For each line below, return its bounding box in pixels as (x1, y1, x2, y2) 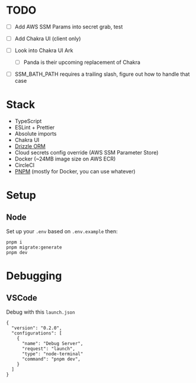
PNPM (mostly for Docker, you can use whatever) (14, 168, 136, 175)
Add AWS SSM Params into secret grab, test (14, 23, 123, 30)
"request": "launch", (21, 346, 76, 352)
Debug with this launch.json (6, 308, 75, 316)
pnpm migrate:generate (6, 244, 62, 250)
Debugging (6, 269, 62, 283)
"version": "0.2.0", (11, 325, 62, 331)
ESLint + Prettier (14, 124, 55, 131)
